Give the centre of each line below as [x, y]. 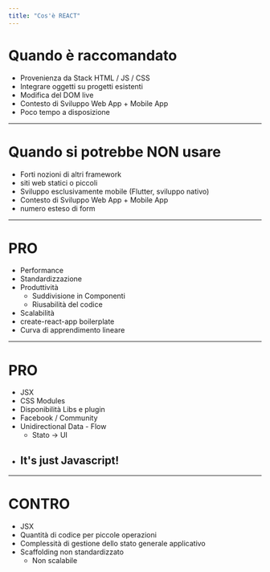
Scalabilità [37, 313]
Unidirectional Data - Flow [63, 427]
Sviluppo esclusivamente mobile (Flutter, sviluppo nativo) [115, 191]
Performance [42, 271]
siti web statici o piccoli [59, 182]
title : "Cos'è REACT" [45, 16]
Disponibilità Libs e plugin [63, 410]
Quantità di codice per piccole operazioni [88, 535]
